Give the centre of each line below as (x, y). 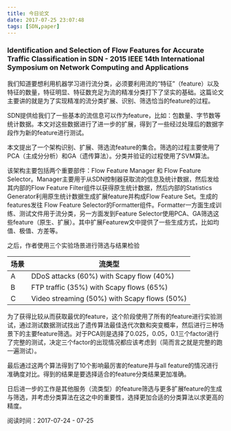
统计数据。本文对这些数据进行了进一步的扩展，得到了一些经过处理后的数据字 (115, 124)
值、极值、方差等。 (34, 231)
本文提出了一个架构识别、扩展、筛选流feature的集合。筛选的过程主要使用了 (113, 147)
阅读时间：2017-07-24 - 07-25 (51, 420)
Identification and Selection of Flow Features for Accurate (106, 50)
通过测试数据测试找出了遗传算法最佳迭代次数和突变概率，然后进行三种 (118, 325)
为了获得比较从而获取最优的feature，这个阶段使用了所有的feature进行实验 (112, 316)
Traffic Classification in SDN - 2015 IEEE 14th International (106, 59)
